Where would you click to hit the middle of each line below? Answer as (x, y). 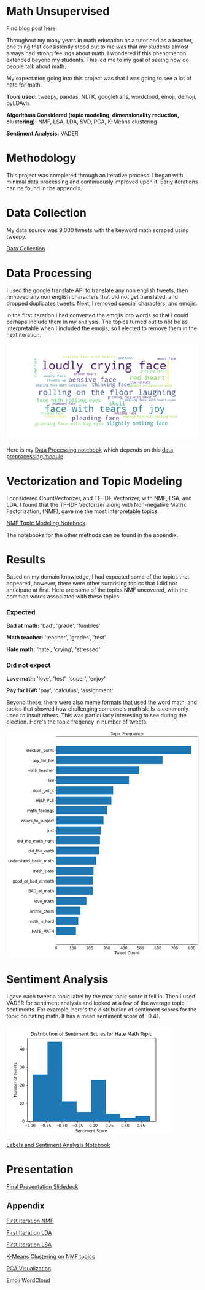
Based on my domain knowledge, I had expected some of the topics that (98, 577)
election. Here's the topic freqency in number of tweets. (77, 722)
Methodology (41, 158)
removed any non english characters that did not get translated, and (92, 296)
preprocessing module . (36, 456)
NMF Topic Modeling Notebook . (47, 523)
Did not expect (29, 665)
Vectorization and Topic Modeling (94, 481)
